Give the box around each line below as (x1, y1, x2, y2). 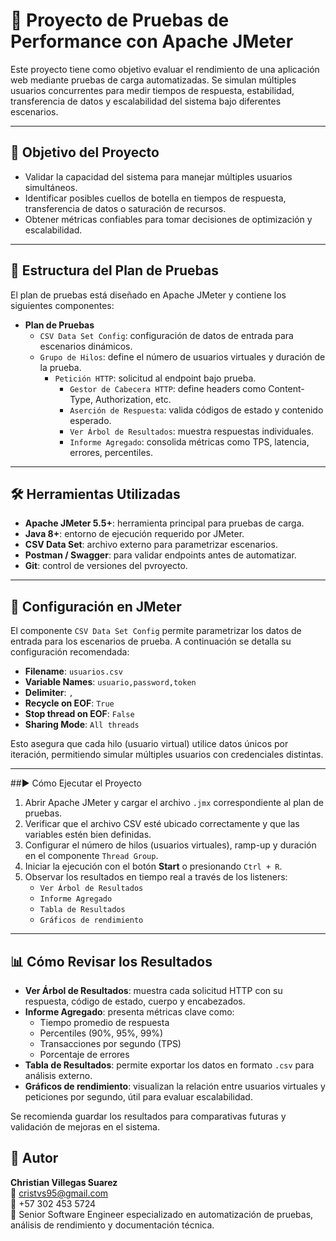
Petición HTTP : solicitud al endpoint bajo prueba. (54, 372, 257, 384)
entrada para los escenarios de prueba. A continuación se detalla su (10, 635, 292, 648)
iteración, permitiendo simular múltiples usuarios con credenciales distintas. (10, 749, 324, 761)
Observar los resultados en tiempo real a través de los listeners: (24, 871, 288, 883)
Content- (268, 382, 305, 394)
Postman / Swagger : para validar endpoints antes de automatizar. (24, 549, 297, 561)
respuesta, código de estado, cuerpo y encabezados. (24, 995, 246, 1007)
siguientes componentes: (10, 299, 115, 311)
